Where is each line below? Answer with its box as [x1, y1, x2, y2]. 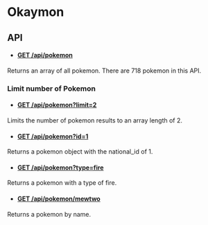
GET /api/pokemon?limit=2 [17, 101, 97, 109]
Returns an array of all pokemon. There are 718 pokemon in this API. [7, 66, 202, 75]
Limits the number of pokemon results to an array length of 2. [7, 116, 182, 125]
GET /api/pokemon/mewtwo [17, 195, 101, 203]
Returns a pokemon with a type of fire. [7, 179, 117, 187]
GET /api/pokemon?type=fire [17, 163, 104, 172]
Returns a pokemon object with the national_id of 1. [7, 147, 153, 156]
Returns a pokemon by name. [7, 210, 92, 218]
